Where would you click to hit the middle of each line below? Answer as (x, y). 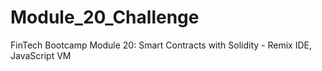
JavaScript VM (41, 55)
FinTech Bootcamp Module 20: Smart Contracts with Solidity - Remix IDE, (161, 45)
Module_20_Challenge (105, 17)
